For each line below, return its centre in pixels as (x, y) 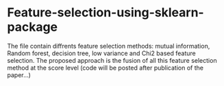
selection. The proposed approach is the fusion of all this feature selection (112, 60)
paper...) (19, 75)
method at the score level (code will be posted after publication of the (105, 68)
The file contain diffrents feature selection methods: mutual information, (109, 46)
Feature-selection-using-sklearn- (105, 13)
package (33, 27)
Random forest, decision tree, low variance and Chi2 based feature (102, 53)
